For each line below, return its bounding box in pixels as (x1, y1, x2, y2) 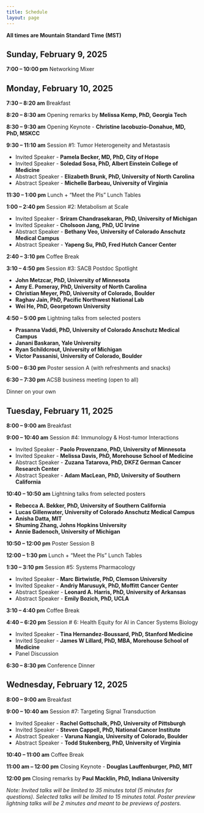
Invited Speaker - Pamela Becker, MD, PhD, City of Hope (15, 154, 159, 161)
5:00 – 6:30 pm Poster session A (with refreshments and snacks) (6, 364, 171, 372)
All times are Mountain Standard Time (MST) (6, 31, 122, 39)
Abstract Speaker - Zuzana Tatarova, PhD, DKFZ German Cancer (15, 459, 181, 466)
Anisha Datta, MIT (15, 515, 62, 522)
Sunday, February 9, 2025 (6, 49, 107, 59)
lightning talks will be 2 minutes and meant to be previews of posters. (6, 800, 181, 807)
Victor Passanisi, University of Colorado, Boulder (15, 353, 142, 360)
